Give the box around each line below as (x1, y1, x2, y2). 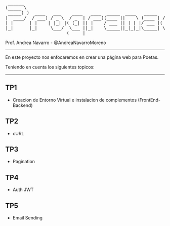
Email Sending (12, 215, 43, 221)
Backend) (12, 102, 33, 108)
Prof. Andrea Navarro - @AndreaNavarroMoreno (5, 40, 106, 46)
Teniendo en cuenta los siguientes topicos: (5, 64, 95, 70)
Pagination (12, 159, 35, 165)
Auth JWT (12, 186, 34, 193)
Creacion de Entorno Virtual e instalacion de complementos (12, 97, 137, 103)
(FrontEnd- (138, 97, 161, 103)
